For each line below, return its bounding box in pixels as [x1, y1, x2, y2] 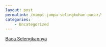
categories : [5, 17, 31, 22]
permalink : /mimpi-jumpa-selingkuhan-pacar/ [5, 12, 101, 17]
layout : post [5, 7, 33, 13]
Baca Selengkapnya [5, 36, 47, 42]
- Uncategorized [14, 21, 49, 27]
